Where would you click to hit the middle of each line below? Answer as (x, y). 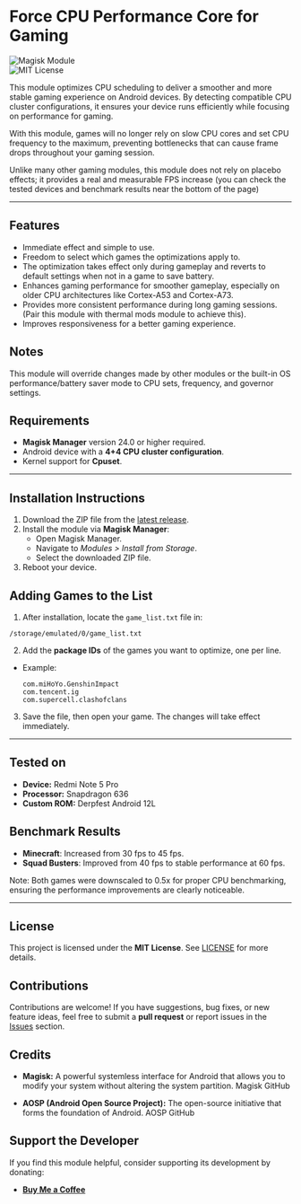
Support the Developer (74, 1141)
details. (23, 957)
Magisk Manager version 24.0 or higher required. (114, 443)
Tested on (38, 763)
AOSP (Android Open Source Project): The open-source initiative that (152, 1103)
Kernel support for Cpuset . (72, 461)
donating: (27, 1172)
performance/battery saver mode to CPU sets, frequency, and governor (142, 382)
